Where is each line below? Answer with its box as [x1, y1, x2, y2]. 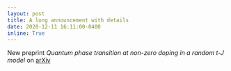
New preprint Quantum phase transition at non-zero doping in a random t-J [7, 49, 225, 57]
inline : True [7, 29, 45, 37]
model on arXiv [7, 56, 51, 65]
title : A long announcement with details [7, 17, 129, 24]
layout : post [7, 10, 45, 17]
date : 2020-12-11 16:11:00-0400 [7, 23, 101, 30]
